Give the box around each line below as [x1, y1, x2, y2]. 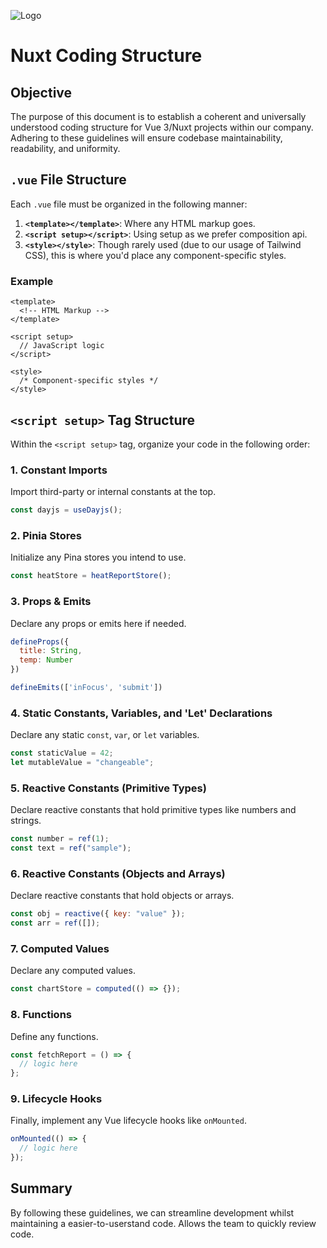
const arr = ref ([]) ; [10, 918, 101, 929]
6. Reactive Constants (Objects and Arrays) [10, 866, 226, 880]
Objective [10, 84, 73, 101]
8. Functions [10, 1008, 72, 1022]
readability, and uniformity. [10, 143, 121, 154]
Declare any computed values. [10, 965, 136, 977]
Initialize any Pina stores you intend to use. [10, 551, 187, 564]
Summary [10, 1180, 73, 1197]
